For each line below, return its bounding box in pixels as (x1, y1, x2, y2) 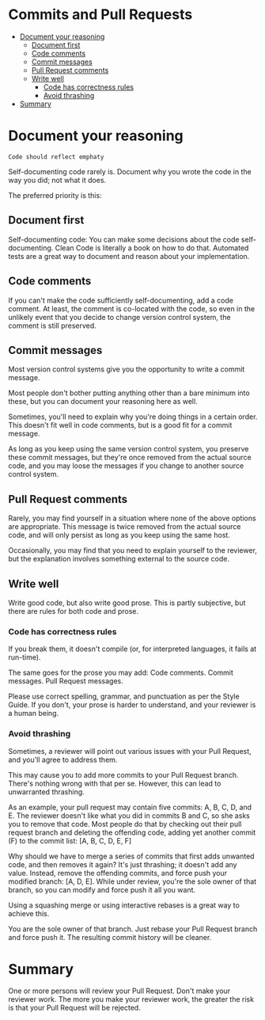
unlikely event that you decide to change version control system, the (8, 312, 231, 322)
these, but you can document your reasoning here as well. (8, 397, 198, 406)
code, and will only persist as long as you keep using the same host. (8, 531, 231, 540)
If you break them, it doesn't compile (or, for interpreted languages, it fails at (8, 644, 257, 654)
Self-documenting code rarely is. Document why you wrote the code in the (8, 166, 252, 176)
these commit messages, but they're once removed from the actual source (8, 453, 252, 462)
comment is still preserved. (8, 321, 97, 330)
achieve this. (8, 908, 50, 918)
